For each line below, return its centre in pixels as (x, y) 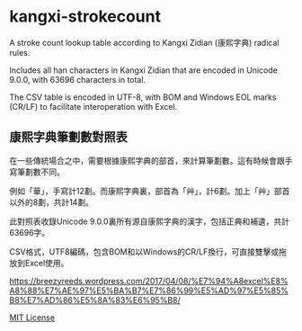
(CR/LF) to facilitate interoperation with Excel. (93, 106)
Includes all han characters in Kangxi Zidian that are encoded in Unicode (144, 70)
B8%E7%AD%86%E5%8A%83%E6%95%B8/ (95, 300)
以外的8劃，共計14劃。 (52, 202)
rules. (20, 52)
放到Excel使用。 (39, 263)
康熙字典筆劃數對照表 (68, 137)
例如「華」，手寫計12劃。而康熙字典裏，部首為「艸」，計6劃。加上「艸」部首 (150, 191)
